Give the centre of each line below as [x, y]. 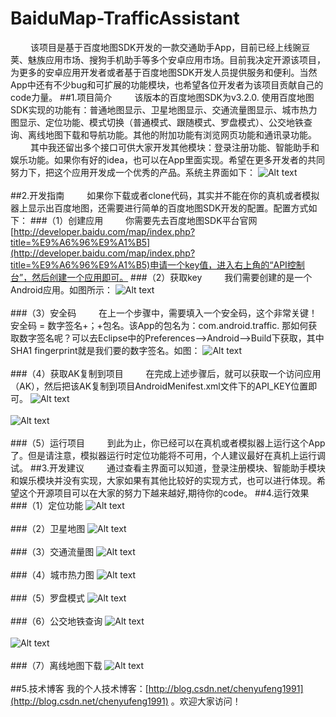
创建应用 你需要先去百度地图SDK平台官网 [163, 220]
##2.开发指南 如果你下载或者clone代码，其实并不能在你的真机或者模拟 [165, 195]
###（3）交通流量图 [52, 551]
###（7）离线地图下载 [56, 665]
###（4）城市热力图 [52, 574]
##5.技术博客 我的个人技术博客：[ [79, 688]
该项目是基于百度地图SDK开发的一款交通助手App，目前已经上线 [161, 47]
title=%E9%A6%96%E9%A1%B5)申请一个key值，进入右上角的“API [149, 264]
